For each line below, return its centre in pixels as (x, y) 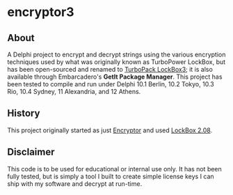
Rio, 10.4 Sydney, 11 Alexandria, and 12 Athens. (74, 92)
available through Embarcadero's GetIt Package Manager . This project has (115, 77)
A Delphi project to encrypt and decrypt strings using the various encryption (116, 54)
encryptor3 (41, 12)
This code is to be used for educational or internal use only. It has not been (115, 169)
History (24, 113)
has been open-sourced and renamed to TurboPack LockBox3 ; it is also (110, 69)
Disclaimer (31, 152)
